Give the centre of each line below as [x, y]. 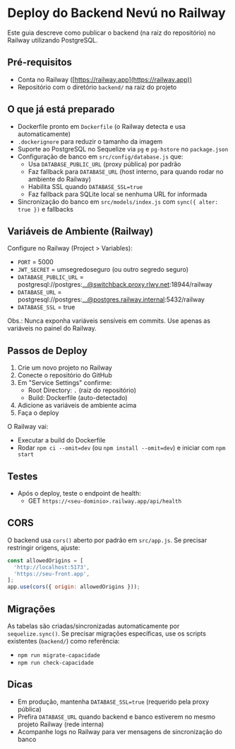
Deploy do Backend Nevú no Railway [116, 13]
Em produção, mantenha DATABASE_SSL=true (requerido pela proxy [113, 702]
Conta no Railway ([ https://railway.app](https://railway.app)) [105, 79]
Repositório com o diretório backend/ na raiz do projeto [97, 87]
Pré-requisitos [40, 63]
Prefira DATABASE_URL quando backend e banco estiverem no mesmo [116, 716]
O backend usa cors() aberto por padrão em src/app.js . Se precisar [107, 540]
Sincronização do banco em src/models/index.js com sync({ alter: [118, 201]
